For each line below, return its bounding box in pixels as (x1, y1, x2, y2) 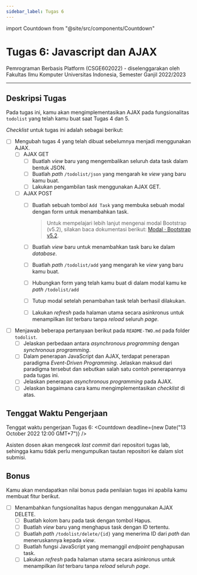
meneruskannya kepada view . (23, 537, 96, 544)
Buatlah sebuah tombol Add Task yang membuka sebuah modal (32, 201, 185, 208)
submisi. (6, 454, 26, 461)
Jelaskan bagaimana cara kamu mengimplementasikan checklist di (23, 385, 185, 392)
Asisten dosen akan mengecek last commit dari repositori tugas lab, (6, 441, 171, 449)
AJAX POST (23, 190, 53, 197)
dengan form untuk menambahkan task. (32, 208, 129, 215)
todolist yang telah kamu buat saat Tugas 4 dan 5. (6, 115, 130, 122)
